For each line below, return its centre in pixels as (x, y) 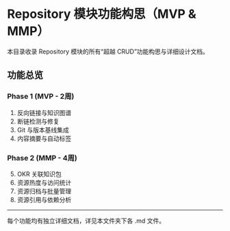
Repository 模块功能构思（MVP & (102, 14)
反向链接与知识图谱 (44, 112)
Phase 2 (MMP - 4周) (42, 158)
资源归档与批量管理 (44, 191)
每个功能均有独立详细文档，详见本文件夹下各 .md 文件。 (86, 221)
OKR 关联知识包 (39, 174)
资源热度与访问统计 (44, 182)
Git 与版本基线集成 (43, 130)
